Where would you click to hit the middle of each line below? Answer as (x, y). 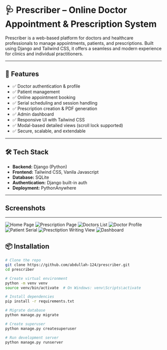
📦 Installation (27, 246)
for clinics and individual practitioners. (44, 54)
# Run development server (32, 338)
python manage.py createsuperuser (41, 329)
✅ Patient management (36, 92)
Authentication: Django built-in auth (50, 182)
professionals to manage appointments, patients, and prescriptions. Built (80, 43)
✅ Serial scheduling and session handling (55, 103)
